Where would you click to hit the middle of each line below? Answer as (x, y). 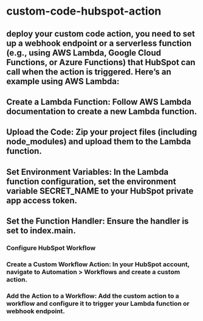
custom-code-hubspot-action (84, 11)
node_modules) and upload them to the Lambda (99, 142)
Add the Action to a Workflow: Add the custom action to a (93, 295)
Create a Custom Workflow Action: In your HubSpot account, (98, 264)
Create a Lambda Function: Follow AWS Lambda (99, 102)
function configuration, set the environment (91, 181)
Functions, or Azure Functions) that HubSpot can (101, 62)
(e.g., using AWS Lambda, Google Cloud (84, 53)
